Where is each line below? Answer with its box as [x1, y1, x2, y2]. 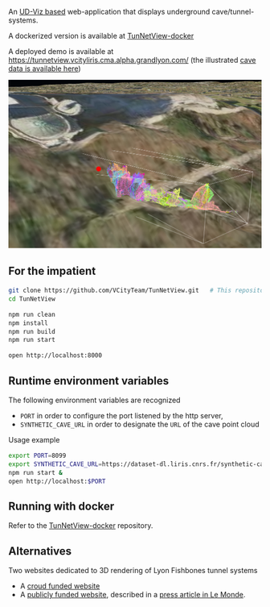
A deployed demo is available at [8, 47, 114, 56]
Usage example [8, 434, 60, 444]
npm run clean [8, 310, 56, 318]
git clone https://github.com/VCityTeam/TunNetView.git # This [8, 286, 231, 294]
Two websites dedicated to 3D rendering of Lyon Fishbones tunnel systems [8, 566, 258, 576]
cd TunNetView [8, 294, 56, 303]
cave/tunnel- [211, 7, 255, 16]
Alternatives [8, 544, 72, 558]
